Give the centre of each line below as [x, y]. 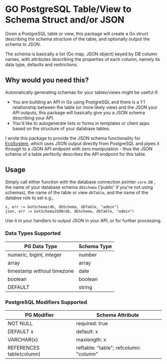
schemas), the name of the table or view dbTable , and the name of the [77, 192]
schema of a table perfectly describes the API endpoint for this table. [76, 154]
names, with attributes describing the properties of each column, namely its [83, 59]
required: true [92, 324]
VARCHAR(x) [23, 340]
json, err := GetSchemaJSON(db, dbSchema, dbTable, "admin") [70, 211]
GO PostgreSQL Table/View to [68, 9]
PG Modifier [39, 315]
